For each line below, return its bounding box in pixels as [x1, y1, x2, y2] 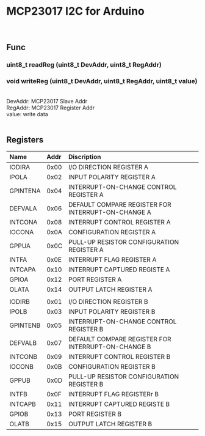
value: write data [6, 110, 49, 117]
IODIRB [9, 298, 31, 306]
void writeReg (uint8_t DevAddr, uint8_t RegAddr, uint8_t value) [6, 77, 198, 86]
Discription [68, 153, 101, 161]
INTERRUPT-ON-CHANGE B [68, 342, 151, 351]
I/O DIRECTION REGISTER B [68, 298, 148, 306]
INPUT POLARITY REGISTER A [68, 173, 156, 182]
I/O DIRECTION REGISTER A [68, 163, 148, 172]
